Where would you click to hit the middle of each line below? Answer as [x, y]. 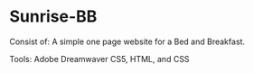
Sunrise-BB [53, 17]
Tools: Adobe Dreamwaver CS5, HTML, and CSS [99, 59]
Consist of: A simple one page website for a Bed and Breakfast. [127, 41]
